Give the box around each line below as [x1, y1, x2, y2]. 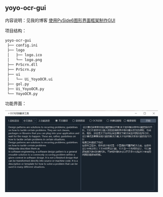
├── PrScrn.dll [7, 62, 38, 67]
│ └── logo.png [7, 57, 42, 62]
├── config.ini [7, 43, 38, 48]
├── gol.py [7, 82, 29, 86]
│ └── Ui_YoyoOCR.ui [7, 77, 53, 82]
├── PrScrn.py [7, 67, 36, 72]
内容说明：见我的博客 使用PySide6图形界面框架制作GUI [5, 17, 115, 23]
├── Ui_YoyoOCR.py [7, 86, 45, 91]
